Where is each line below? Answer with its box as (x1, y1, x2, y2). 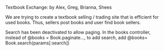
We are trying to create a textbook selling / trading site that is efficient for (5, 14, 159, 20)
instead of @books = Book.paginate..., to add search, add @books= (5, 35, 148, 40)
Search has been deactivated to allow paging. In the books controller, (5, 29, 151, 35)
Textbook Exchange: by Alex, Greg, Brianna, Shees (5, 5, 112, 10)
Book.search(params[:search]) (5, 40, 70, 46)
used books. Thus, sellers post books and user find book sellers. (5, 20, 141, 25)
